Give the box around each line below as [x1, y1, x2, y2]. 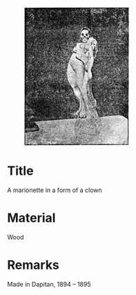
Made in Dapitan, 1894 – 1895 [7, 280, 91, 288]
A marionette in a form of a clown [7, 186, 102, 194]
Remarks [7, 257, 60, 273]
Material [7, 210, 56, 226]
